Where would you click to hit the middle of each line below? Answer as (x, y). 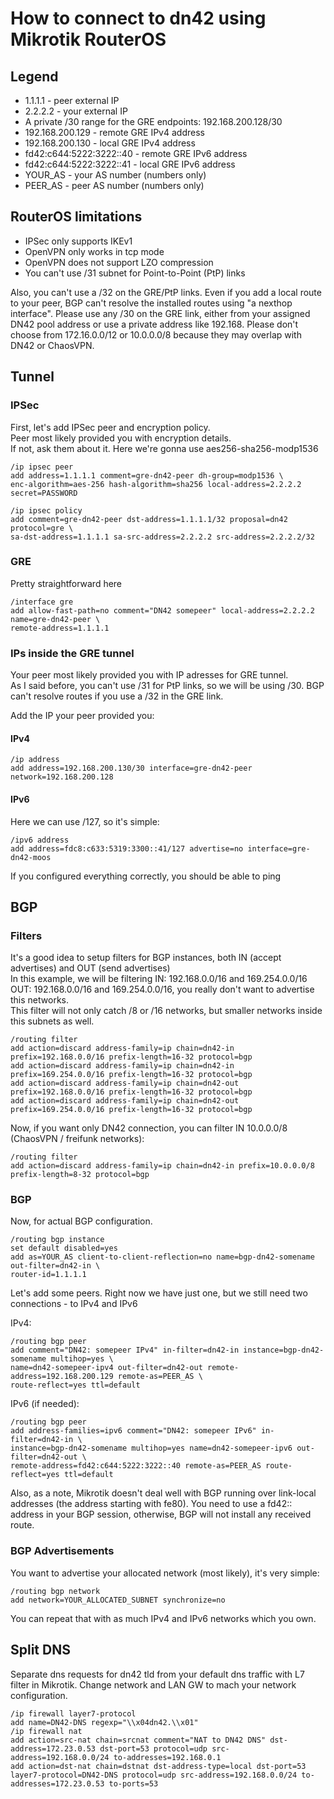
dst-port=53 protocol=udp (153, 1748)
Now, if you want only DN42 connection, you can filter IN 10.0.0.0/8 (149, 1128)
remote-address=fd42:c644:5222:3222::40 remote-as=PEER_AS (136, 1466)
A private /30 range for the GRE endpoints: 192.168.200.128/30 (153, 121)
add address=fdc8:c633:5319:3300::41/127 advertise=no (127, 848)
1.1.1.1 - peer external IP (72, 100)
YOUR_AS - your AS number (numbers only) (115, 175)
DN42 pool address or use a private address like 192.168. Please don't (154, 324)
